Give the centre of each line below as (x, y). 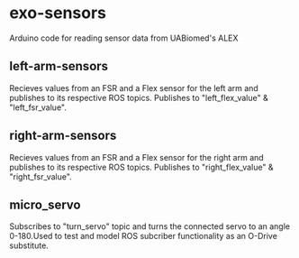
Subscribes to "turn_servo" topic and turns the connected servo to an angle (150, 226)
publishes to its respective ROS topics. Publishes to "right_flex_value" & (141, 167)
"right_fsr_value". (41, 176)
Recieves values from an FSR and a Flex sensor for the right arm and (136, 157)
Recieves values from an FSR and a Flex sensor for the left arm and (134, 88)
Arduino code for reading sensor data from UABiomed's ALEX (124, 38)
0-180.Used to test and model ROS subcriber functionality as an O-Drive (143, 236)
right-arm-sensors (63, 136)
